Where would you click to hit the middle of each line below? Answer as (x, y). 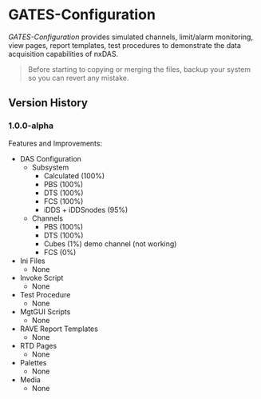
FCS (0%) (60, 252)
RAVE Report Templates (59, 329)
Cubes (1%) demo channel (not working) (110, 243)
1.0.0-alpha (31, 126)
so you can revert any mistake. (78, 78)
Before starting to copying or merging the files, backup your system (139, 69)
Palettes (33, 362)
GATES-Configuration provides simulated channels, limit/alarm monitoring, (131, 37)
